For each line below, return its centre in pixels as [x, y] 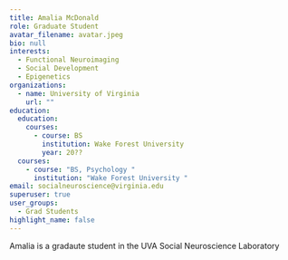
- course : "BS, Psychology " [81, 169]
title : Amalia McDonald [54, 18]
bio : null [28, 43]
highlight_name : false [52, 220]
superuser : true [40, 195]
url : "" [40, 102]
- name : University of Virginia [79, 93]
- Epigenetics [44, 77]
